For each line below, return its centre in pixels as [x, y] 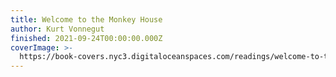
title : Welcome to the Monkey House [86, 19]
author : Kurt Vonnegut [57, 29]
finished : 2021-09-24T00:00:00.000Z [86, 38]
